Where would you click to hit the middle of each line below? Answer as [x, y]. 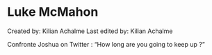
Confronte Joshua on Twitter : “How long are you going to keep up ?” [106, 44]
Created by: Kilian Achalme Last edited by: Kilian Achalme [90, 31]
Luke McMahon [53, 12]
